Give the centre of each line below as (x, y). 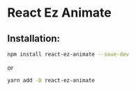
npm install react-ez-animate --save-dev (68, 54)
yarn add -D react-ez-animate (51, 80)
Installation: (34, 39)
